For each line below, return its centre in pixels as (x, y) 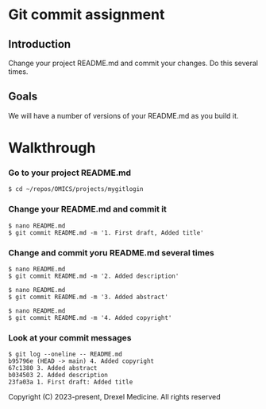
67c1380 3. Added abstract (53, 368)
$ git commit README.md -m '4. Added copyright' (90, 317)
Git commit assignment (87, 15)
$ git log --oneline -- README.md (66, 354)
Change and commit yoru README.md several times (111, 252)
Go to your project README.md (70, 173)
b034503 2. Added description (58, 376)
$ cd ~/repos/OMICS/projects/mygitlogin (76, 189)
